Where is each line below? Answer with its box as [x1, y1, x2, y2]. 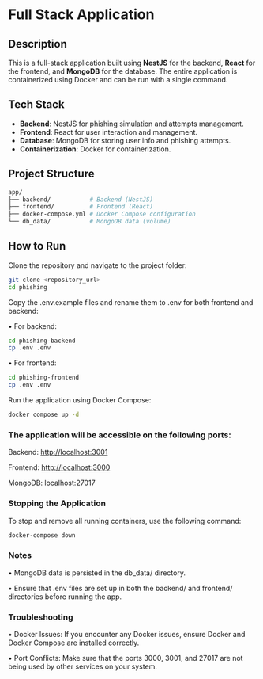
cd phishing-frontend [8, 374, 80, 382]
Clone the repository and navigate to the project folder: [8, 260, 187, 270]
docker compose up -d [8, 410, 80, 419]
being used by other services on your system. [8, 662, 158, 671]
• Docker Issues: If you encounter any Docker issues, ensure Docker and [8, 630, 246, 639]
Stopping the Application [8, 498, 107, 509]
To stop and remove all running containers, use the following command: [8, 516, 242, 525]
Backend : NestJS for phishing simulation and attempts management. [19, 119, 244, 128]
